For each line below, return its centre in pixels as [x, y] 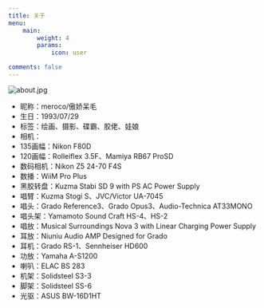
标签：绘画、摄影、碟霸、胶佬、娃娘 [79, 126]
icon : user [69, 53]
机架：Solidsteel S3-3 [55, 275]
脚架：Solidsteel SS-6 [56, 286]
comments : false [35, 67]
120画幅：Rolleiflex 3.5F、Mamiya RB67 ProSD [97, 156]
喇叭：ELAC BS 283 [52, 266]
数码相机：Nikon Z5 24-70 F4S [71, 166]
